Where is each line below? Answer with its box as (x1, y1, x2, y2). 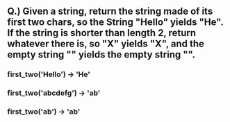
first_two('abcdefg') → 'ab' (7, 88, 101, 98)
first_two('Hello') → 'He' (7, 69, 90, 79)
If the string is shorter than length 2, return (7, 27, 197, 39)
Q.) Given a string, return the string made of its (7, 6, 213, 17)
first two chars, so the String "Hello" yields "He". (7, 17, 224, 28)
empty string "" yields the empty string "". (7, 49, 196, 61)
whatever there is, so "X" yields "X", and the (7, 38, 205, 50)
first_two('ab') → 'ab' (7, 107, 81, 116)
